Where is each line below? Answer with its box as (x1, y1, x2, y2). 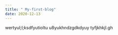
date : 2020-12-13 (5, 12, 41, 16)
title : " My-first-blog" (5, 7, 56, 12)
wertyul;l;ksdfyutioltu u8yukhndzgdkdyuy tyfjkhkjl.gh (5, 24, 113, 30)
